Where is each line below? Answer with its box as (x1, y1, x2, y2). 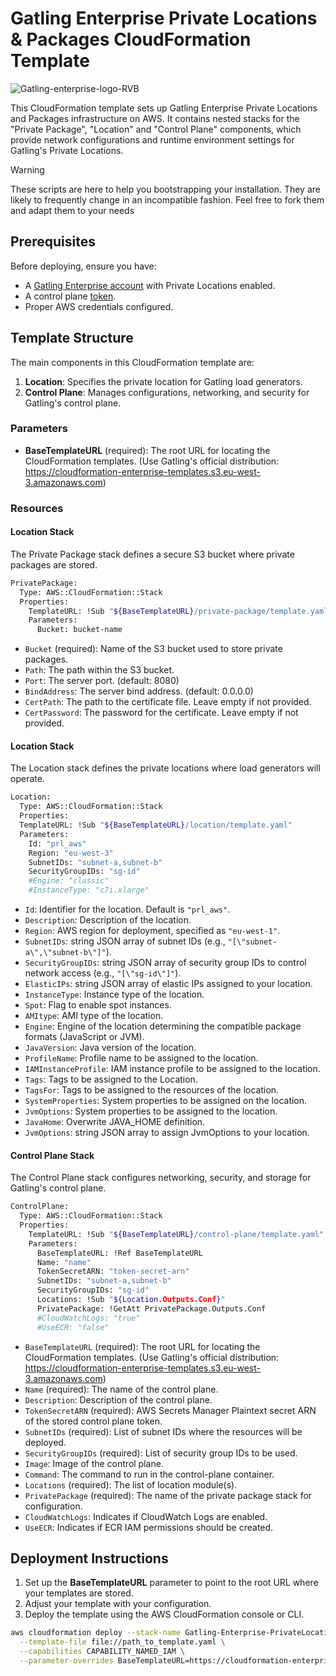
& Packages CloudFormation (10, 28, 252, 51)
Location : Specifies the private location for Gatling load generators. (24, 375, 304, 387)
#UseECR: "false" (36, 1322, 110, 1332)
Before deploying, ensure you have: (10, 260, 157, 272)
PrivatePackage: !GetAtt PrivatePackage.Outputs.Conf (36, 1303, 267, 1314)
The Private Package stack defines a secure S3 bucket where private (10, 548, 295, 560)
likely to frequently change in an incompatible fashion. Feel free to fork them (10, 193, 325, 206)
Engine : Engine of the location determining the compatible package (24, 1020, 302, 1032)
